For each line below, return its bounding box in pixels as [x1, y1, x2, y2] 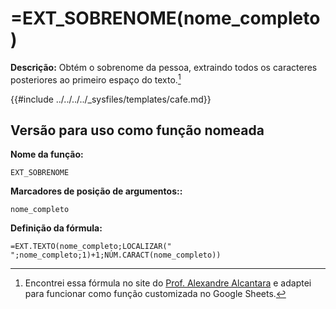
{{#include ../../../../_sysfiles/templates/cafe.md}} [10, 93, 212, 105]
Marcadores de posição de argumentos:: [10, 185, 183, 197]
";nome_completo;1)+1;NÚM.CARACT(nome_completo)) [10, 250, 222, 261]
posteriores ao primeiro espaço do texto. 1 [10, 72, 182, 86]
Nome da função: [10, 148, 84, 161]
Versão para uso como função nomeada [10, 122, 265, 139]
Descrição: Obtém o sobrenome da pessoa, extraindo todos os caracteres [10, 61, 318, 73]
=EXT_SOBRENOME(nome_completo [10, 7, 321, 30]
